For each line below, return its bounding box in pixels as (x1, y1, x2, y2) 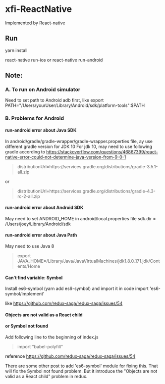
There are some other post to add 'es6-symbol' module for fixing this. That (5, 363, 158, 369)
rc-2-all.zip (17, 193, 41, 199)
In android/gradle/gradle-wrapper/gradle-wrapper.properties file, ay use (5, 138, 153, 144)
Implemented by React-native (5, 20, 65, 26)
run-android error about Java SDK (5, 127, 77, 133)
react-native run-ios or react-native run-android (5, 57, 103, 63)
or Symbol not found (5, 323, 49, 329)
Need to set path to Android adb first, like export (5, 97, 104, 103)
